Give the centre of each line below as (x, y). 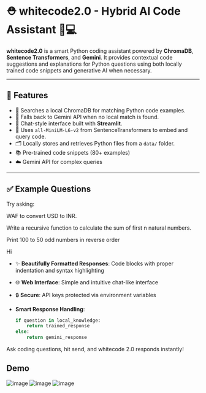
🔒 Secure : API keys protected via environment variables (86, 295)
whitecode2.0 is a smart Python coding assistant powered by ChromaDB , (100, 51)
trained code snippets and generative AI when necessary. (79, 70)
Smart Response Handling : (50, 309)
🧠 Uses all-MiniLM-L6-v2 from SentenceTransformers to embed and (101, 130)
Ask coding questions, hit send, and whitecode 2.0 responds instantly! (95, 349)
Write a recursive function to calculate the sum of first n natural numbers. (99, 228)
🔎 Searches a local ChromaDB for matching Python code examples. (100, 110)
